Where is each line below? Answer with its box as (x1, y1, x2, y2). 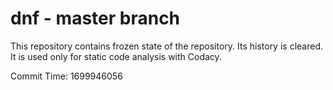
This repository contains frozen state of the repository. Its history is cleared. (10, 40, 323, 52)
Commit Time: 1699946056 (10, 70, 123, 82)
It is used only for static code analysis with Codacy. (10, 50, 222, 62)
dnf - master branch (10, 7, 181, 30)
